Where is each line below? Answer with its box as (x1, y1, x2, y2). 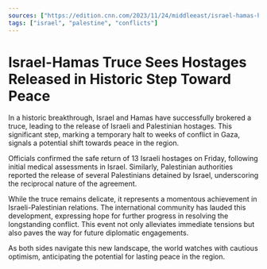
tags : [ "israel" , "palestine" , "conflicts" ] (8, 19, 158, 27)
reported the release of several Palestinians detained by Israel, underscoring (8, 171, 259, 180)
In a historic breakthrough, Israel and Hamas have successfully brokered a (8, 113, 252, 123)
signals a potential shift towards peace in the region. (8, 138, 180, 148)
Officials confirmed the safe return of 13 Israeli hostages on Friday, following (8, 154, 258, 163)
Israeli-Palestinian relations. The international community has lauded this (8, 203, 246, 213)
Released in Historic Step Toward (8, 70, 232, 88)
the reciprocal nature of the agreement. (8, 179, 137, 189)
